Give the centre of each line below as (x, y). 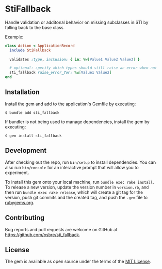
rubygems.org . (20, 203)
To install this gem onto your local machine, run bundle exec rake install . (80, 182)
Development (26, 150)
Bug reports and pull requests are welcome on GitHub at (61, 229)
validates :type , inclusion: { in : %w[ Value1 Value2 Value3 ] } (74, 59)
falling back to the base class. (35, 27)
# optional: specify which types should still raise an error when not (83, 68)
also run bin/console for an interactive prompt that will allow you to (72, 167)
